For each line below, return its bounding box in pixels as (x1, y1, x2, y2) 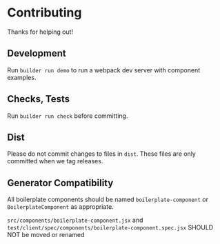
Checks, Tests (7, 93, 70, 105)
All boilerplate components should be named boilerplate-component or (7, 195, 209, 204)
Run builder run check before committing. (7, 112, 128, 120)
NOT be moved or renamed (7, 231, 85, 239)
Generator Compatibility (7, 177, 114, 189)
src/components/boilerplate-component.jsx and (7, 216, 143, 225)
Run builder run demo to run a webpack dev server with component (7, 65, 201, 74)
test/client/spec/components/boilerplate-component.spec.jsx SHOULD (7, 223, 214, 232)
